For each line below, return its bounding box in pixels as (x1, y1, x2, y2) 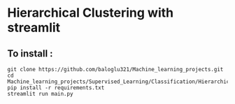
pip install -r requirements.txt (7, 84, 105, 91)
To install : (7, 47, 54, 59)
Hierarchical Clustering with (7, 5, 173, 21)
